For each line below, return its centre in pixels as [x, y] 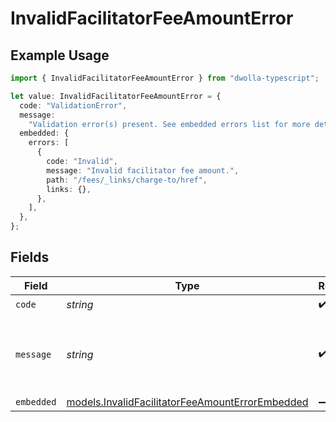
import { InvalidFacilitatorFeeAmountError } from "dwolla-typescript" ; [165, 78]
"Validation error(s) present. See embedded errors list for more [169, 124]
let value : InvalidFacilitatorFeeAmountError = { [116, 96]
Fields [30, 257]
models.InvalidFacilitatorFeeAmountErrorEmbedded [187, 402]
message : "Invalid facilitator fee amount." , [143, 170]
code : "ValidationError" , [73, 105]
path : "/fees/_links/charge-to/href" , [127, 180]
